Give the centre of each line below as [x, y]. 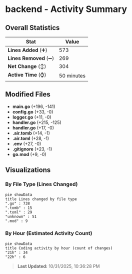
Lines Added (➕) [27, 50]
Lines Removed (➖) [31, 58]
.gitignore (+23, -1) [32, 149]
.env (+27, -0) [27, 143]
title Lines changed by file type [41, 199]
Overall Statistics [32, 28]
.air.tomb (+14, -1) [31, 133]
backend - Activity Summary [66, 9]
